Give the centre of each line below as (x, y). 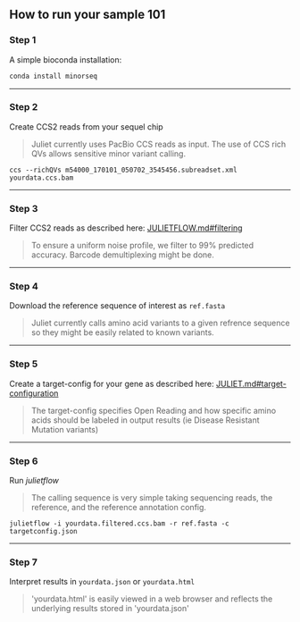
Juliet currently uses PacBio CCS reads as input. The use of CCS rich (158, 144)
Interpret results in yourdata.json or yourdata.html (102, 582)
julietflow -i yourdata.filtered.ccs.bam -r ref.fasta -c (119, 524)
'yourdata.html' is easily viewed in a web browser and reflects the (152, 599)
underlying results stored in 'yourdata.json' (110, 609)
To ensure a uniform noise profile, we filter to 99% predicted (142, 246)
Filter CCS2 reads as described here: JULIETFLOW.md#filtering (126, 228)
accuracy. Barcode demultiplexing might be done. (122, 255)
